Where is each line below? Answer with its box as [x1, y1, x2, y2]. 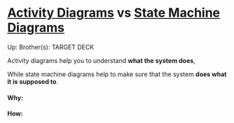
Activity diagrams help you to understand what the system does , [7, 56, 196, 64]
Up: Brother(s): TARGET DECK [7, 43, 95, 51]
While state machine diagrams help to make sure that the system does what [7, 70, 227, 78]
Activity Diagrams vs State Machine [7, 5, 221, 21]
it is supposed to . [7, 77, 58, 85]
